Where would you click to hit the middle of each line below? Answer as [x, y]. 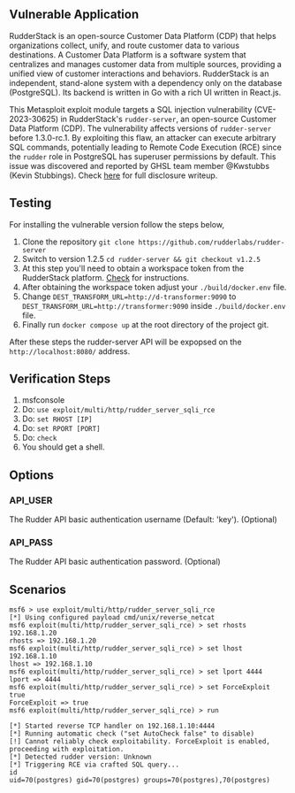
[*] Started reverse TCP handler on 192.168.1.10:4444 [112, 726]
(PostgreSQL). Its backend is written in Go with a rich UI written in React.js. [145, 92]
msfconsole [43, 400]
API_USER [31, 500]
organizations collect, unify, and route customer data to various [125, 45]
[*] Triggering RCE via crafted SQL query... [94, 765]
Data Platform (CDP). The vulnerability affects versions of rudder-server [140, 128]
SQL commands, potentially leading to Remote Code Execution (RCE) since [146, 147]
